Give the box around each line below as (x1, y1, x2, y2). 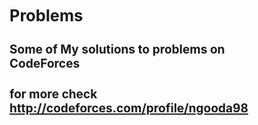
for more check (9, 86, 98, 101)
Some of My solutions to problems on (9, 42, 225, 57)
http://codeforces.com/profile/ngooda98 (9, 101, 249, 116)
